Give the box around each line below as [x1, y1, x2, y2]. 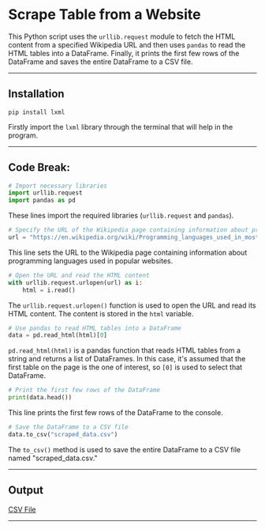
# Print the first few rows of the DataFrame [8, 386, 160, 395]
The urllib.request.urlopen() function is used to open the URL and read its [8, 300, 256, 310]
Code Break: [8, 161, 71, 175]
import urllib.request [8, 189, 83, 197]
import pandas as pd [8, 196, 77, 205]
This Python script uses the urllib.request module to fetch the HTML [8, 32, 236, 41]
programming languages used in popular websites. [8, 255, 174, 266]
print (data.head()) [8, 394, 73, 402]
